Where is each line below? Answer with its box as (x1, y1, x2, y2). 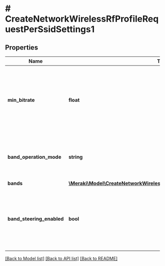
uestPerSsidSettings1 (5, 24, 95, 35)
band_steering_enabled (7, 216, 64, 222)
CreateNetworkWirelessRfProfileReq (5, 13, 159, 24)
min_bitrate (7, 97, 35, 103)
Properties (5, 43, 38, 51)
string (68, 154, 83, 160)
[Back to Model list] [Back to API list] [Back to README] (5, 256, 118, 261)
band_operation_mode (7, 154, 61, 160)
